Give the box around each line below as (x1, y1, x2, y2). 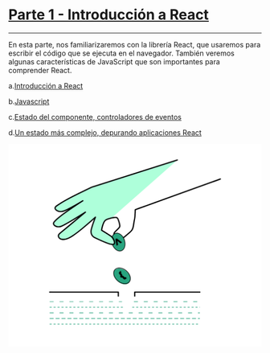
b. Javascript (8, 96, 50, 106)
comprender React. (8, 65, 72, 75)
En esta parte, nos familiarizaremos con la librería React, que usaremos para (8, 39, 261, 49)
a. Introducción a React (8, 80, 84, 90)
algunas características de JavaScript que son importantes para (8, 56, 221, 66)
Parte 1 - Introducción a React (8, 6, 209, 24)
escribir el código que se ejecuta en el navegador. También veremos (8, 48, 235, 58)
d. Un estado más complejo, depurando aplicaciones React (8, 127, 202, 138)
